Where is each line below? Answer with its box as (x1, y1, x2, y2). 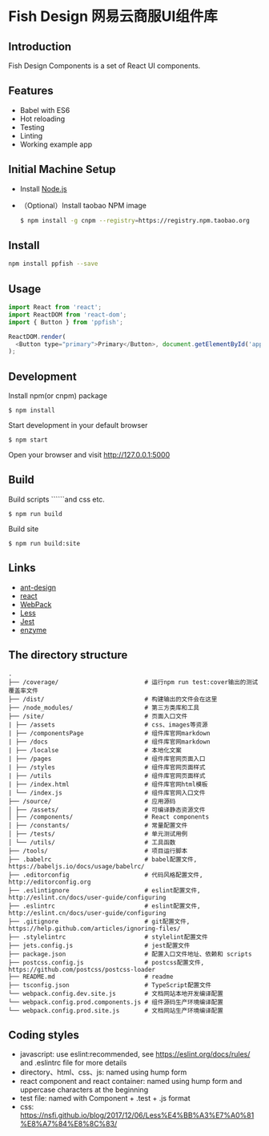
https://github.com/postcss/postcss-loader (8, 965, 156, 973)
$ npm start (8, 436, 48, 445)
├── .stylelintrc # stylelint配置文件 (8, 933, 208, 941)
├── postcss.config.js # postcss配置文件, (8, 958, 205, 966)
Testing (19, 122, 46, 132)
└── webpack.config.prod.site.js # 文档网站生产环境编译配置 (8, 1006, 224, 1014)
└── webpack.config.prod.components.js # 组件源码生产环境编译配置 (8, 998, 224, 1006)
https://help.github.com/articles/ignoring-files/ (8, 925, 181, 933)
